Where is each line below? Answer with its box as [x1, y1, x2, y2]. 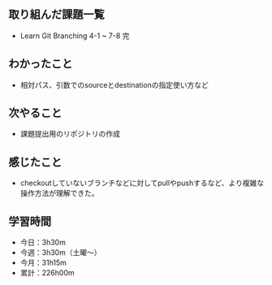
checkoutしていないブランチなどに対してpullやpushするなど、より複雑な [19, 178, 265, 188]
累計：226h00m [19, 268, 75, 278]
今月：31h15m [19, 258, 67, 268]
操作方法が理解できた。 [19, 188, 99, 198]
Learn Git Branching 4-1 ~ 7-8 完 [19, 31, 130, 41]
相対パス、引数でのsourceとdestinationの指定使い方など [19, 80, 209, 89]
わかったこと [8, 57, 73, 71]
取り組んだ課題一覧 [8, 7, 105, 22]
